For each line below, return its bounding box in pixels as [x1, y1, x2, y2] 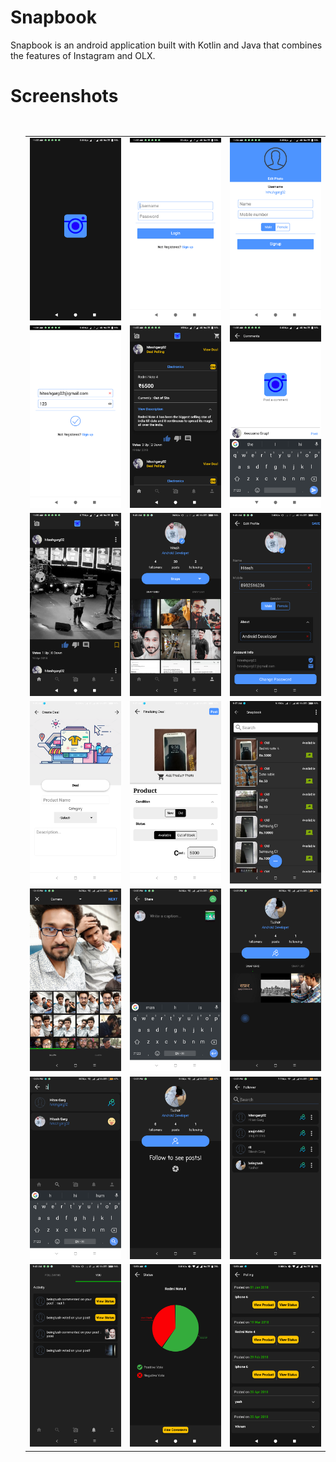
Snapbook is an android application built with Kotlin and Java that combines [10, 39, 323, 51]
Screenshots [10, 85, 119, 108]
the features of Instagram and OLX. [10, 49, 156, 61]
